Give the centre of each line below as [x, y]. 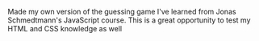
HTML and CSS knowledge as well [65, 29]
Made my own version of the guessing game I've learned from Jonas [122, 12]
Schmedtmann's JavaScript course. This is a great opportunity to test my [129, 20]
